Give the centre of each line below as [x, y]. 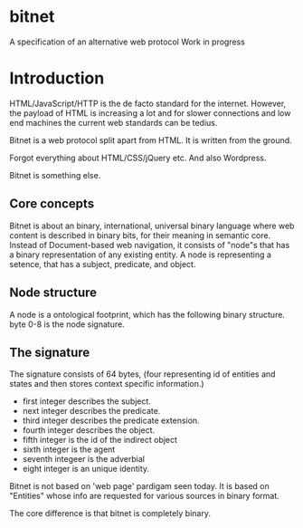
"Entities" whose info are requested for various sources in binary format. [145, 496]
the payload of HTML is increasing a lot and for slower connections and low [150, 113]
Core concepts [52, 204]
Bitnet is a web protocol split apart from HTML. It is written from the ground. [151, 140]
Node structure [53, 293]
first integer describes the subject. [87, 401]
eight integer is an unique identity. [86, 469]
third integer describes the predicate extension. [111, 421]
